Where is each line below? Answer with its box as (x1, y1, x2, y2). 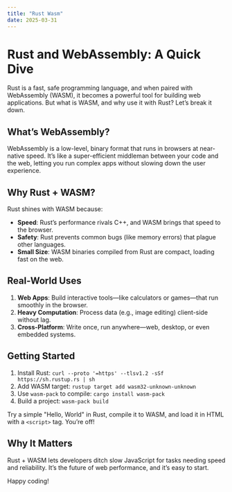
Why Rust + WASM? (7, 186, 96, 198)
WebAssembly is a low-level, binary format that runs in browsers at (7, 145, 199, 153)
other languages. (17, 240, 66, 249)
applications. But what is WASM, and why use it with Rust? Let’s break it (7, 98, 213, 107)
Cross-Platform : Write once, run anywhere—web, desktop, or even (17, 322, 210, 331)
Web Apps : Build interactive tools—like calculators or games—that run (17, 293, 219, 302)
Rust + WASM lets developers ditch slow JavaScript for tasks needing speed (7, 456, 226, 464)
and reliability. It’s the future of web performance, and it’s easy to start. (7, 463, 209, 471)
